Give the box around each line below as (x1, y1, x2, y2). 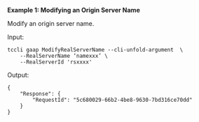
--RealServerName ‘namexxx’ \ (20, 52, 109, 59)
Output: (7, 71, 29, 79)
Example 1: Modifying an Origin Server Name (7, 6, 140, 14)
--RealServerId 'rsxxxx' (20, 59, 92, 66)
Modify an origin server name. (7, 20, 95, 27)
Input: (7, 33, 25, 41)
